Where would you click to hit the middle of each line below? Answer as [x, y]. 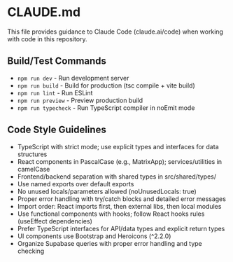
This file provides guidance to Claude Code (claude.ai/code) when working [115, 32]
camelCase [34, 169]
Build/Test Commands [57, 61]
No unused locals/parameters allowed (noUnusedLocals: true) [107, 191]
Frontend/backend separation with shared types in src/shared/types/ [117, 177]
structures [32, 154]
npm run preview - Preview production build [80, 100]
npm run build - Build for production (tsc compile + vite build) [106, 85]
